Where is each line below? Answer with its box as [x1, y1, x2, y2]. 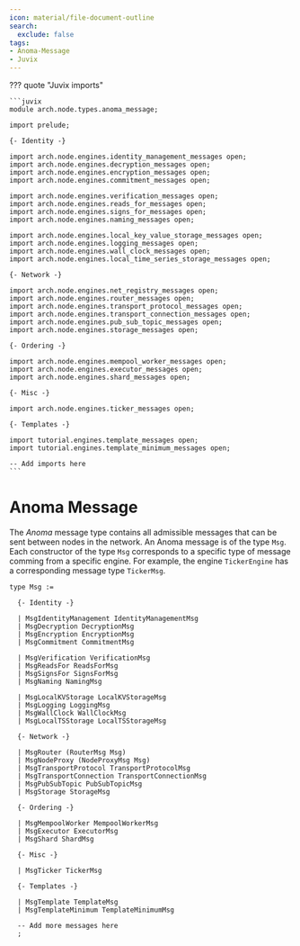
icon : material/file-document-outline [9, 13, 154, 23]
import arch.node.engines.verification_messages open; [9, 192, 219, 201]
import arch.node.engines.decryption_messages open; [9, 160, 211, 169]
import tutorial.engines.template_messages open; [9, 436, 199, 445]
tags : [9, 38, 30, 48]
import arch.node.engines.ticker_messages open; [9, 404, 195, 413]
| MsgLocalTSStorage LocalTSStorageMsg [17, 716, 167, 725]
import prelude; [9, 121, 70, 130]
